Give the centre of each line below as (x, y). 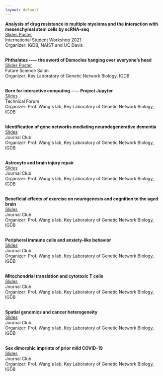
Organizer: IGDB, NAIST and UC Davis (44, 45)
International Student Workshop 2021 (43, 40)
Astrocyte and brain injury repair (40, 162)
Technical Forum (22, 101)
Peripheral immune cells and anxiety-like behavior (58, 240)
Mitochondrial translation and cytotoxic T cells (54, 276)
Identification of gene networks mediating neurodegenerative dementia (81, 127)
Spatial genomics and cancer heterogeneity (51, 312)
